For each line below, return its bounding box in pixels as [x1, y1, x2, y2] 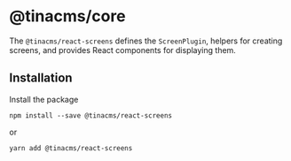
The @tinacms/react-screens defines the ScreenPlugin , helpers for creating [9, 35, 283, 46]
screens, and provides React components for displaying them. [9, 44, 237, 55]
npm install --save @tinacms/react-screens [9, 111, 173, 120]
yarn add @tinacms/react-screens [9, 143, 133, 152]
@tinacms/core [9, 6, 126, 27]
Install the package [9, 94, 79, 104]
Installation [9, 71, 73, 86]
